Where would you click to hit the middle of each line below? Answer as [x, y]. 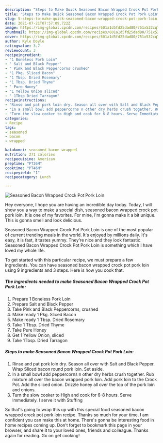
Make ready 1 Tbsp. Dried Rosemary [48, 320]
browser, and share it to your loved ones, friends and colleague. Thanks [77, 430]
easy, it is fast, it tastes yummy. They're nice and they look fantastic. [73, 240]
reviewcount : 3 [20, 50]
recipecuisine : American [30, 159]
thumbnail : [16, 32]
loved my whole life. [25, 251]
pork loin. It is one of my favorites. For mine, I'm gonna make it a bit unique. [80, 215]
